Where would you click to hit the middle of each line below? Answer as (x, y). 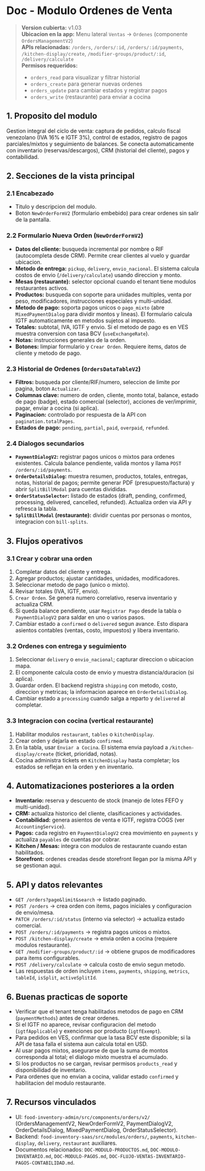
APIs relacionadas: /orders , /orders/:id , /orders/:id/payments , (102, 47)
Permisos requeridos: (50, 65)
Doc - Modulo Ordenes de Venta (89, 11)
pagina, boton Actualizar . (48, 388)
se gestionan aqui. (39, 866)
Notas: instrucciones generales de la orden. (71, 340)
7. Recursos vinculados (51, 1102)
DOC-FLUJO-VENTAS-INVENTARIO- (148, 1156)
